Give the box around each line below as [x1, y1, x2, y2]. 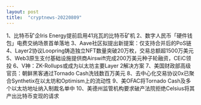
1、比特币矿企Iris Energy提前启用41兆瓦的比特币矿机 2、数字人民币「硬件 [6, 31, 188, 39]
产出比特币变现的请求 [6, 92, 59, 100]
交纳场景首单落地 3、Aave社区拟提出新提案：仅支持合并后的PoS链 [26, 39, 191, 46]
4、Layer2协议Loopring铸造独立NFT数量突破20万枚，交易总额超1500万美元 [6, 46, 194, 54]
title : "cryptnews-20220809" [6, 14, 82, 21]
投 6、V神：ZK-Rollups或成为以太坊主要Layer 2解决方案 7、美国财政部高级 [6, 62, 191, 69]
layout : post [6, 8, 39, 15]
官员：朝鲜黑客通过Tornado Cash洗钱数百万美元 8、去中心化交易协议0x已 [6, 69, 190, 77]
